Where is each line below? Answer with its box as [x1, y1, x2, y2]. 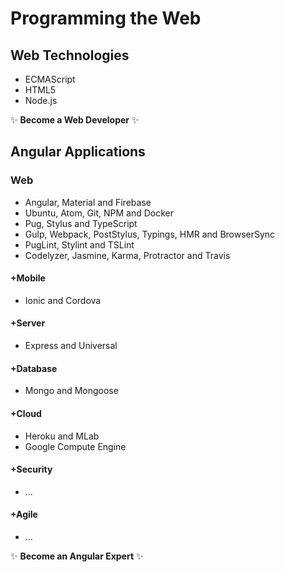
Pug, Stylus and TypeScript [24, 217, 138, 229]
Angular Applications [10, 143, 146, 161]
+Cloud [10, 407, 42, 419]
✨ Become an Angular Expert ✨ [10, 550, 144, 562]
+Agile [10, 508, 38, 521]
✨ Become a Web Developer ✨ [10, 114, 140, 126]
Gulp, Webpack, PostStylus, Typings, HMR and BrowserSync [24, 228, 276, 240]
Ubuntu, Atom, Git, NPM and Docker [24, 207, 175, 219]
